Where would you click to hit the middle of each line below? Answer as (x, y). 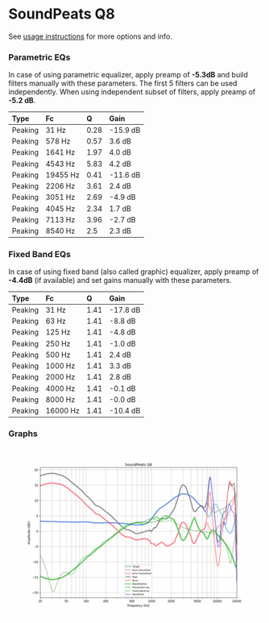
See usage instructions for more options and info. (91, 36)
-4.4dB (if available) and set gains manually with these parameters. (120, 280)
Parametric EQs (39, 57)
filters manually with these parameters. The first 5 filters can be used (123, 83)
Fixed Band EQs (39, 254)
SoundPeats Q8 (62, 14)
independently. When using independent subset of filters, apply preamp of (132, 92)
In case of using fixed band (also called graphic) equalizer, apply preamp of (134, 272)
